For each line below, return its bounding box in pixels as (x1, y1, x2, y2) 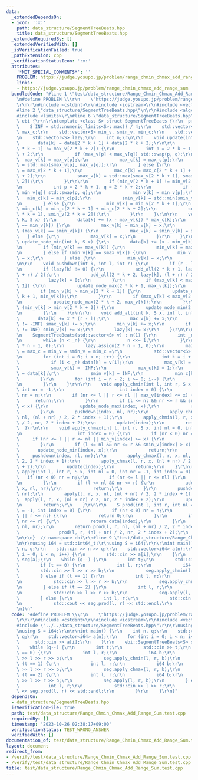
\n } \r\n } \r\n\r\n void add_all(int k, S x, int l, (16, 310, 183, 316)
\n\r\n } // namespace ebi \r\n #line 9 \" (16, 535, 120, 541)
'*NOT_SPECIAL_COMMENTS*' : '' (16, 69, 91, 75)
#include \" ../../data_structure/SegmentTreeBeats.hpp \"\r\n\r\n (16, 623, 181, 628)
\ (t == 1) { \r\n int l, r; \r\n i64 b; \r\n (16, 661, 183, 667)
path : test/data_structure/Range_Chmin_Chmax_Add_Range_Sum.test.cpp (11, 710, 186, 716)
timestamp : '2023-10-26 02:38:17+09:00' (11, 721, 112, 727)
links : (16, 80, 33, 86)
